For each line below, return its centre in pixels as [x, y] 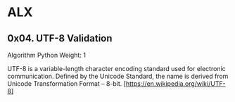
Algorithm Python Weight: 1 [47, 55]
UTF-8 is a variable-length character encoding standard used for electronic [117, 69]
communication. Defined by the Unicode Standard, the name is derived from [118, 76]
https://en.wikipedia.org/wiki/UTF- [176, 84]
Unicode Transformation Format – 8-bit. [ [67, 84]
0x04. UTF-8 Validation [60, 38]
